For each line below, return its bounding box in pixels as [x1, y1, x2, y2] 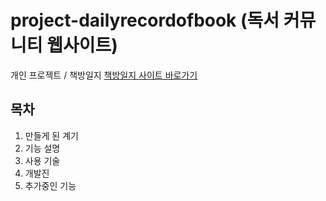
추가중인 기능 [24, 179, 77, 191]
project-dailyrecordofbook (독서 [10, 9, 280, 32]
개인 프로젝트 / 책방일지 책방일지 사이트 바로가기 [10, 69, 198, 81]
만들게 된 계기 [24, 129, 79, 141]
